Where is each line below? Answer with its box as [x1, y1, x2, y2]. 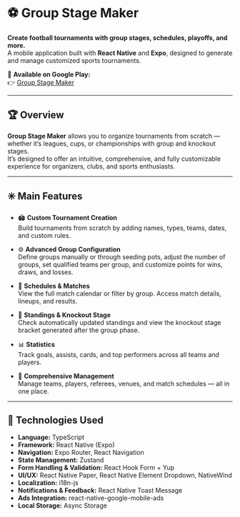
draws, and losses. [17, 268, 74, 276]
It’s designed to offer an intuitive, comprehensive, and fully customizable [7, 154, 221, 163]
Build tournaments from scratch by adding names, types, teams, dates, [17, 224, 227, 232]
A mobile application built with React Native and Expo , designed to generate [7, 49, 233, 57]
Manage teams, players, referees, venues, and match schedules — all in [17, 379, 230, 388]
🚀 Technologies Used [7, 414, 104, 426]
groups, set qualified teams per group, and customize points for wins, [17, 260, 223, 268]
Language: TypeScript [17, 433, 84, 442]
